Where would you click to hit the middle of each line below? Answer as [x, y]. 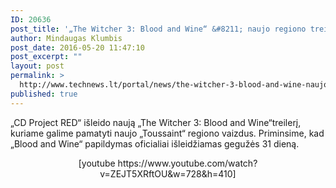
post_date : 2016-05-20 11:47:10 [77, 47]
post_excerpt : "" [46, 57]
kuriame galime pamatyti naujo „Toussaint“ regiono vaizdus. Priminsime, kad [167, 133]
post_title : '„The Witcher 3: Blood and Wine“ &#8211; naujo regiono [158, 29]
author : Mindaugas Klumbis [66, 38]
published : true [44, 94]
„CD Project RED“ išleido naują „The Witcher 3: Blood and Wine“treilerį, [156, 122]
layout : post [37, 66]
